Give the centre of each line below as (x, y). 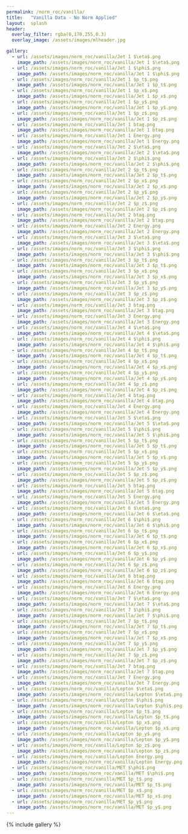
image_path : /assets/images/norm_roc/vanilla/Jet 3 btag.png (96, 311)
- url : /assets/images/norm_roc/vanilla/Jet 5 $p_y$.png (85, 463)
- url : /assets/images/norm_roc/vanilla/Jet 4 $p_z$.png (85, 384)
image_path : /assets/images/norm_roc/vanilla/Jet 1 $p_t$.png (97, 85)
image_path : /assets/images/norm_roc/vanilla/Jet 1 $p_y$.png (97, 107)
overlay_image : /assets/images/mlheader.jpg (69, 40)
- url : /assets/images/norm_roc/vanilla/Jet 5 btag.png (83, 486)
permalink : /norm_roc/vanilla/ (46, 12)
